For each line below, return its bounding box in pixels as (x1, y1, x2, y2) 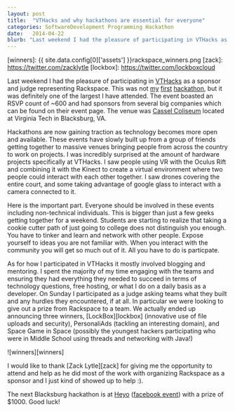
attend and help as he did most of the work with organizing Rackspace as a (7, 369, 225, 378)
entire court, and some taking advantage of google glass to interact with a (7, 180, 221, 188)
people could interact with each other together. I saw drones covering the (7, 173, 220, 181)
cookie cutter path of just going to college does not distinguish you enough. (7, 224, 227, 232)
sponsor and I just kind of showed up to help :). (7, 377, 144, 385)
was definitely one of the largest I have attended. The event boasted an (7, 92, 214, 101)
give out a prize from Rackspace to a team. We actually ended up (7, 304, 196, 313)
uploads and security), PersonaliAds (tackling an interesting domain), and (7, 319, 220, 328)
